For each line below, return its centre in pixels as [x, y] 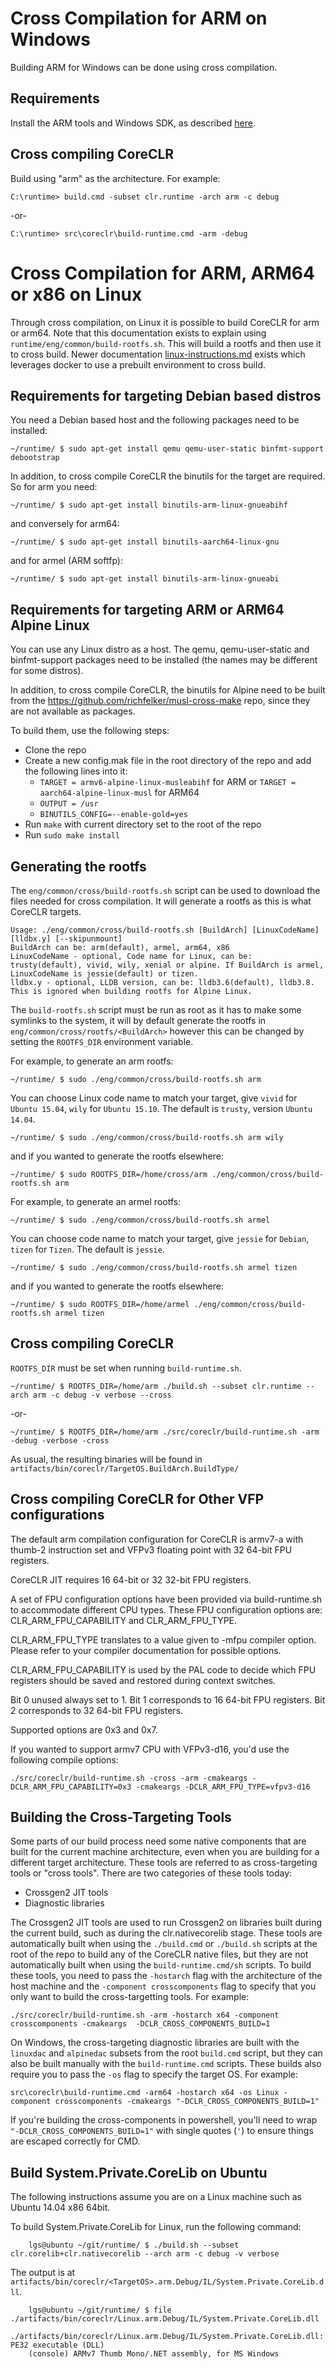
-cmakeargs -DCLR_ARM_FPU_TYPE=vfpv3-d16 [223, 1787]
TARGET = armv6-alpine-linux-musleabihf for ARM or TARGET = [168, 782]
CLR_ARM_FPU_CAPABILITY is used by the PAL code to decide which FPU [163, 1669]
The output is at [43, 2273]
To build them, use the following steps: [90, 731]
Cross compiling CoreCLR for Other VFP [137, 1499]
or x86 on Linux [76, 294]
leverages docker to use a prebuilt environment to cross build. [138, 364]
